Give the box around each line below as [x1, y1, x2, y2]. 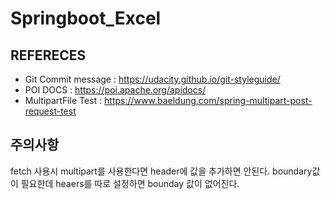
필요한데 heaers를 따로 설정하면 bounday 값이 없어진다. [20, 177, 240, 189]
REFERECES [10, 47, 87, 64]
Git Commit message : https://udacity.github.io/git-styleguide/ [24, 73, 281, 85]
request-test [24, 105, 77, 117]
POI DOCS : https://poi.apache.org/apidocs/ [24, 84, 207, 96]
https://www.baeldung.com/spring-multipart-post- [104, 95, 313, 106]
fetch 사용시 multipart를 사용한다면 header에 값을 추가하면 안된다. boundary [10, 165, 313, 177]
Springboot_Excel [10, 7, 162, 30]
